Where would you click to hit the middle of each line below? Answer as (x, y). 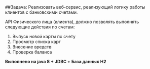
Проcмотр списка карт (37, 42)
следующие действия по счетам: (40, 27)
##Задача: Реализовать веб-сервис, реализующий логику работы (75, 7)
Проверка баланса (32, 52)
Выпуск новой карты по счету (44, 36)
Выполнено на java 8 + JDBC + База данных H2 (56, 61)
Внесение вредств (32, 47)
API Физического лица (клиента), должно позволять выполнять (72, 22)
